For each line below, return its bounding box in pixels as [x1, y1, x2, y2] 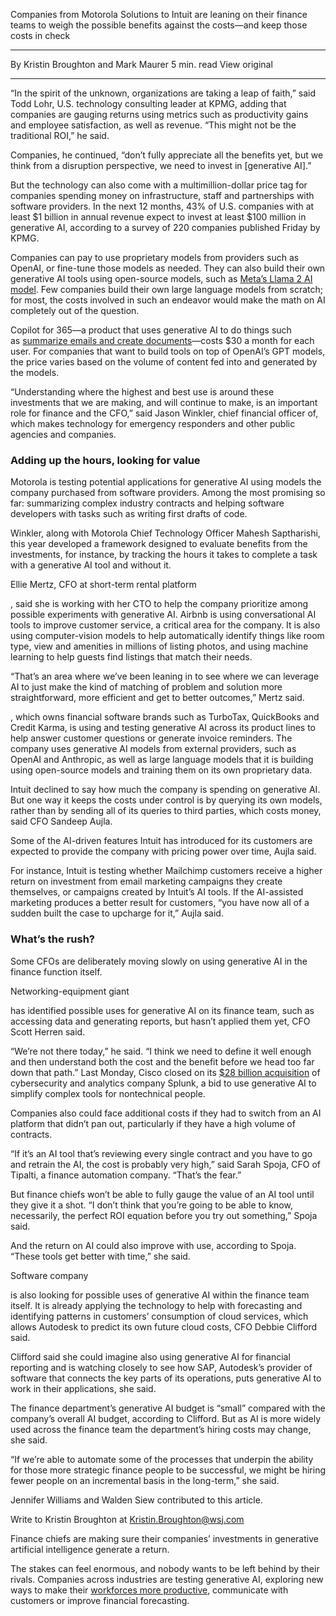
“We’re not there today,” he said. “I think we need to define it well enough [10, 1045, 312, 1057]
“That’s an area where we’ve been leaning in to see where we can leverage [10, 670, 320, 683]
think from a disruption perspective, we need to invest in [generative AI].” [10, 160, 312, 171]
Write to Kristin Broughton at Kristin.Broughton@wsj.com [10, 1513, 245, 1525]
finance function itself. [10, 965, 103, 978]
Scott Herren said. [10, 1025, 86, 1038]
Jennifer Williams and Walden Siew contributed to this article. [10, 1494, 263, 1506]
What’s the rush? [10, 932, 96, 946]
